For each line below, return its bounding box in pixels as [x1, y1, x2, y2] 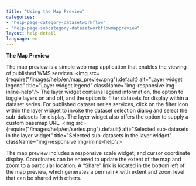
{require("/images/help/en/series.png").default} [6, 126, 121, 133]
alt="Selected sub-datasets [122, 126, 189, 133]
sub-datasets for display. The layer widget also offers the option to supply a [6, 113, 189, 120]
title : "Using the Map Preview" [6, 8, 85, 15]
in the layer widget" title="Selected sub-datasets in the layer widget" [6, 132, 172, 138]
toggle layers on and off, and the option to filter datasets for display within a [6, 94, 189, 102]
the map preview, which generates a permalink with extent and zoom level [6, 168, 185, 175]
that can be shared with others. [6, 174, 82, 181]
